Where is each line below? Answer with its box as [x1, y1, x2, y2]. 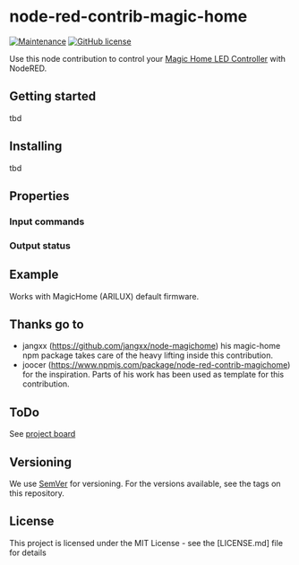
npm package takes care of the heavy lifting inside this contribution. [21, 350, 274, 361]
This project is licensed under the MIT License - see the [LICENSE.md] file [9, 537, 284, 548]
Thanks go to [9, 317, 84, 332]
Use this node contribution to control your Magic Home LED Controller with [9, 53, 286, 64]
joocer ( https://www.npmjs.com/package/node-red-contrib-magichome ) [21, 360, 291, 370]
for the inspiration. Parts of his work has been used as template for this [21, 369, 285, 380]
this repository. [9, 488, 65, 499]
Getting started [9, 89, 97, 104]
